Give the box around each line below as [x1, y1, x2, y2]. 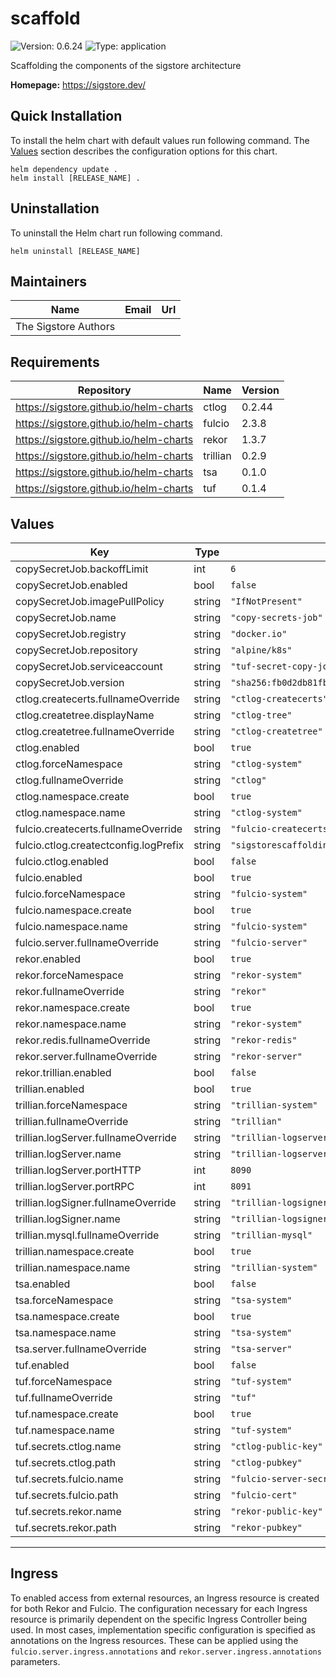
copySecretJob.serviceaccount [15, 660, 163, 673]
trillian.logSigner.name [15, 1212, 121, 1226]
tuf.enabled [15, 1358, 70, 1372]
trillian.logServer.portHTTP [15, 1163, 142, 1177]
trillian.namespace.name [15, 1261, 131, 1274]
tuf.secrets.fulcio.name [15, 1472, 124, 1486]
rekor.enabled [15, 952, 81, 966]
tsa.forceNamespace [15, 1293, 114, 1307]
